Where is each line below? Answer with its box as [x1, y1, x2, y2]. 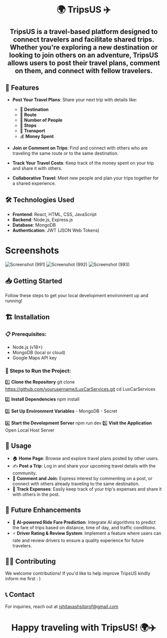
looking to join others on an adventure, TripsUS [9, 51, 159, 59]
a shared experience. [12, 180, 56, 186]
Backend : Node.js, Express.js [12, 217, 73, 223]
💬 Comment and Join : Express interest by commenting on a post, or [12, 475, 153, 481]
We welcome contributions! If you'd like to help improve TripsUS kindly [5, 570, 151, 576]
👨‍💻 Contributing [5, 557, 56, 565]
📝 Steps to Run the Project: [5, 367, 71, 374]
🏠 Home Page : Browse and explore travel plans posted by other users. [12, 455, 160, 461]
